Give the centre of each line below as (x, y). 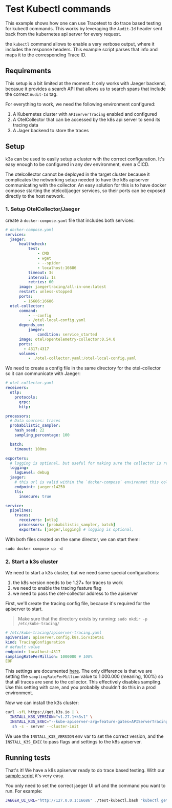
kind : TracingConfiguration (35, 642)
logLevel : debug (32, 473)
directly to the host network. (35, 196)
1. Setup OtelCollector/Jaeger (43, 209)
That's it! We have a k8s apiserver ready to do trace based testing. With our (85, 770)
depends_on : (31, 325)
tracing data (25, 125)
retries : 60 (41, 282)
